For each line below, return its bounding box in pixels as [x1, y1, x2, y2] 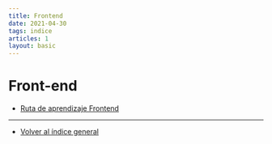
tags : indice [8, 27, 53, 35]
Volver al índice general [19, 127, 100, 137]
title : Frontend [8, 11, 63, 20]
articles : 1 [8, 34, 49, 43]
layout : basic [8, 42, 57, 50]
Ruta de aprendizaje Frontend [19, 104, 120, 113]
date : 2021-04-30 [8, 19, 67, 28]
